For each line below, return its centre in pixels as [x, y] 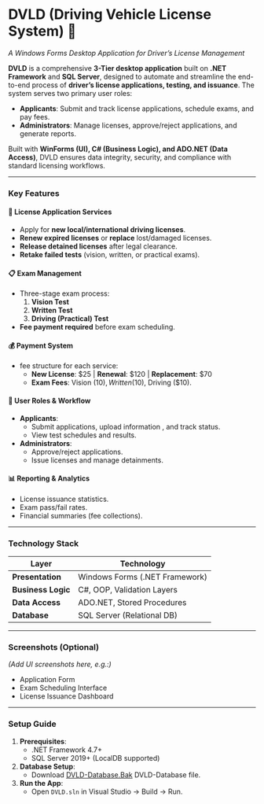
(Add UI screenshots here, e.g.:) [60, 664]
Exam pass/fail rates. [53, 507]
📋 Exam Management [45, 273]
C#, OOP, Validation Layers [128, 590]
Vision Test [50, 302]
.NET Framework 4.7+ [67, 750]
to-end [19, 85]
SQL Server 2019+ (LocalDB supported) [95, 758]
